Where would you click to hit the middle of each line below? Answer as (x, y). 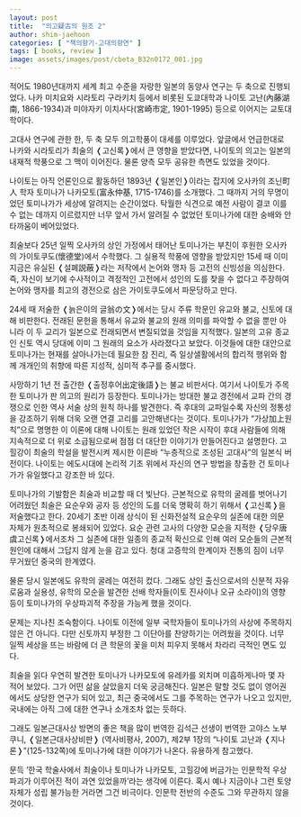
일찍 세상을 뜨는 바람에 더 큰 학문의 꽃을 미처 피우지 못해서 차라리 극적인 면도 (143, 645)
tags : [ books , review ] (56, 51)
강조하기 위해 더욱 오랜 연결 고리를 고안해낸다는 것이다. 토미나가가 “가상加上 (151, 418)
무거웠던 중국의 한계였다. (53, 561)
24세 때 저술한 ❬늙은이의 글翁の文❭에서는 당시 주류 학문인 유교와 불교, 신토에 (146, 309)
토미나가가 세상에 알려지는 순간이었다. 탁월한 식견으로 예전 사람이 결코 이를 (156, 203)
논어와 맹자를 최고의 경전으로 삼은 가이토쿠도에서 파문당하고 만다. (124, 290)
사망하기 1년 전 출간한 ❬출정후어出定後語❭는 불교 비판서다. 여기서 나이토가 (141, 385)
